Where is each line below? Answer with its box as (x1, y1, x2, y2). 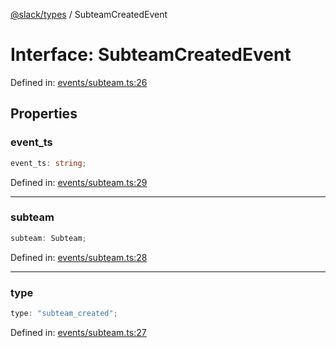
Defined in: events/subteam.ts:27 (10, 326, 147, 338)
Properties (10, 105, 78, 123)
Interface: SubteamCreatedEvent (10, 44, 292, 66)
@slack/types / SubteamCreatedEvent (10, 9, 168, 20)
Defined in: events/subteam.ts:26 (10, 76, 148, 88)
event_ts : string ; (10, 158, 87, 168)
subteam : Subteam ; (10, 233, 87, 243)
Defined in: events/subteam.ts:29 (10, 176, 148, 188)
